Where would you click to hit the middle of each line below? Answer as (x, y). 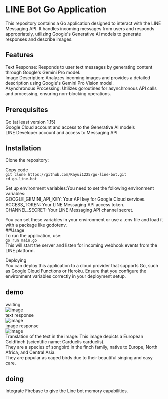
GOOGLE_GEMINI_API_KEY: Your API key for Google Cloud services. (76, 199)
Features (19, 55)
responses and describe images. (39, 39)
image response (22, 326)
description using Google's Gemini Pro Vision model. (60, 83)
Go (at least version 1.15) (30, 122)
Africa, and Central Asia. (31, 352)
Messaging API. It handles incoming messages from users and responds (80, 28)
